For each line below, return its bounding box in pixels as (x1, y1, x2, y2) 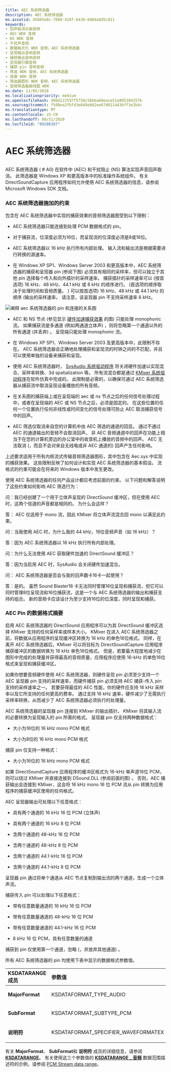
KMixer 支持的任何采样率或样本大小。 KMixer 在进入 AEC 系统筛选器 (11, 628, 154, 634)
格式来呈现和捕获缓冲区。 (5, 660, 59, 667)
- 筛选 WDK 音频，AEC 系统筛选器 (5, 70, 69, 75)
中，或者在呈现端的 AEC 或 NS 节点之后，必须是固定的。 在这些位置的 (12, 399, 159, 405)
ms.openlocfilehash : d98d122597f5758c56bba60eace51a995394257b (5, 98, 142, 103)
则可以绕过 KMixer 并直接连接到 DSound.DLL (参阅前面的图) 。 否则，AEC (5, 775, 160, 781)
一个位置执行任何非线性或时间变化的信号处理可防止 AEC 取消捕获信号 (17, 406, 163, 412)
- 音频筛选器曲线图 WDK (5, 83, 50, 88)
